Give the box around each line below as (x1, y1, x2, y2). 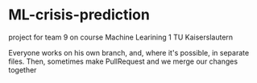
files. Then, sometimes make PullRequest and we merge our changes (8, 56, 238, 66)
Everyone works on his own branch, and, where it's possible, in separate (8, 48, 250, 57)
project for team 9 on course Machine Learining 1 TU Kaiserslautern (8, 32, 234, 42)
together (8, 64, 37, 74)
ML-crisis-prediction (8, 6, 151, 24)
